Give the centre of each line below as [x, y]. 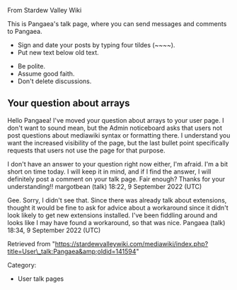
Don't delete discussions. [54, 81]
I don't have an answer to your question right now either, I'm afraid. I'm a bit [118, 164]
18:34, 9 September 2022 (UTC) [54, 230]
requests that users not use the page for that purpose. [86, 150]
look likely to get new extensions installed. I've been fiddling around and [112, 215]
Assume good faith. [46, 74]
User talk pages [41, 279]
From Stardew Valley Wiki [45, 10]
